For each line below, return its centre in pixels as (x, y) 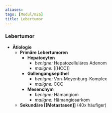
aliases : (14, 10)
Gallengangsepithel (48, 73)
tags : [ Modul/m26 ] (24, 14)
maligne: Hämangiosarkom (62, 100)
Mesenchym (40, 89)
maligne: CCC (49, 84)
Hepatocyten (41, 57)
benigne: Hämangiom (56, 94)
